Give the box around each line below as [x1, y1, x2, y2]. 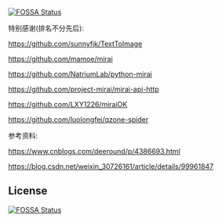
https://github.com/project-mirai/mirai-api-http [8, 84, 159, 94]
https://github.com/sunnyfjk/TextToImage [8, 39, 143, 48]
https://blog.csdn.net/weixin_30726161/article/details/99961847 [8, 162, 214, 171]
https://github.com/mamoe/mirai [8, 55, 114, 63]
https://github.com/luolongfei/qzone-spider [8, 115, 149, 124]
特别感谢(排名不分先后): [8, 23, 85, 33]
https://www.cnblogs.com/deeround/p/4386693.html [8, 147, 180, 156]
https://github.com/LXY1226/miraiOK [8, 100, 128, 109]
